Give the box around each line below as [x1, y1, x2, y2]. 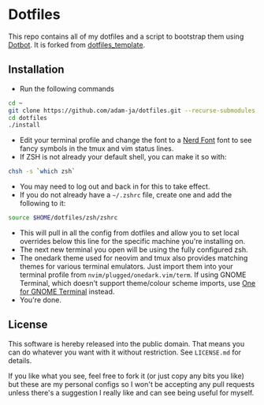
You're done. [19, 295, 61, 305]
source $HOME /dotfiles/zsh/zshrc [8, 214, 118, 222]
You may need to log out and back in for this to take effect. [19, 182, 210, 191]
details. [8, 355, 32, 365]
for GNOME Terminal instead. [19, 287, 115, 296]
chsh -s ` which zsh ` [8, 167, 76, 175]
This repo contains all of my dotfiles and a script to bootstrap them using [8, 32, 244, 41]
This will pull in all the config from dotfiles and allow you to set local [19, 228, 240, 238]
